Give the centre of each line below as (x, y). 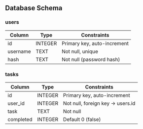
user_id (16, 103)
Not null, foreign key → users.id (99, 103)
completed (20, 119)
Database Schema (34, 8)
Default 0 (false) (82, 119)
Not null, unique (80, 51)
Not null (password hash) (91, 59)
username (19, 51)
